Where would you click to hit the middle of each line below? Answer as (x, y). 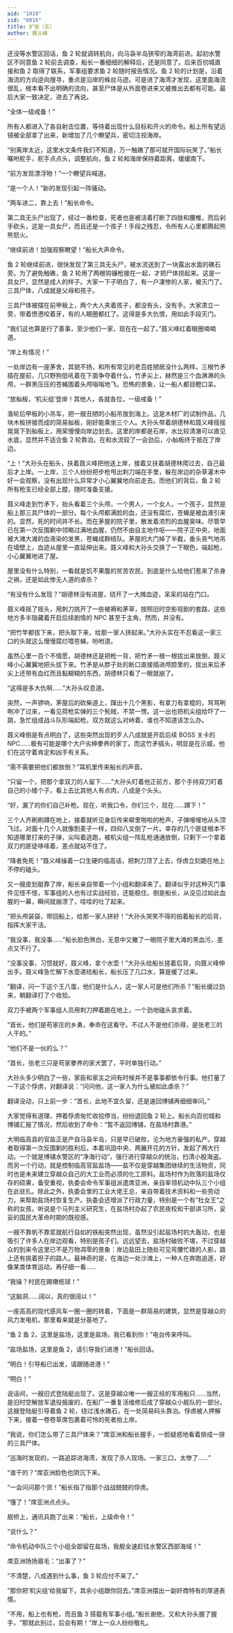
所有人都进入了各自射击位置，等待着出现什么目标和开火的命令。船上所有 (110, 126)
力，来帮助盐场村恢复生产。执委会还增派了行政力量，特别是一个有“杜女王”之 (116, 1200)
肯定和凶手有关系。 (64, 752)
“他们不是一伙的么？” (37, 1048)
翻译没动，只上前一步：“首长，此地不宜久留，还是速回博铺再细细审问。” (109, 1101)
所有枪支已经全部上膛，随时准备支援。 (62, 489)
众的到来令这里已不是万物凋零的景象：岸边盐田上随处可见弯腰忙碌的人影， (113, 1250)
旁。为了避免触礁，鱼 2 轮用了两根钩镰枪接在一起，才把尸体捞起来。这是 (111, 273)
